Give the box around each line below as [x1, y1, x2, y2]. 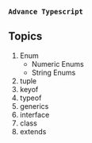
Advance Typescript [8, 7, 83, 16]
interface [19, 110, 50, 119]
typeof [19, 93, 42, 102]
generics [19, 101, 49, 110]
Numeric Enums [31, 59, 85, 68]
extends [19, 126, 47, 136]
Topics [8, 29, 43, 43]
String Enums [31, 68, 76, 77]
